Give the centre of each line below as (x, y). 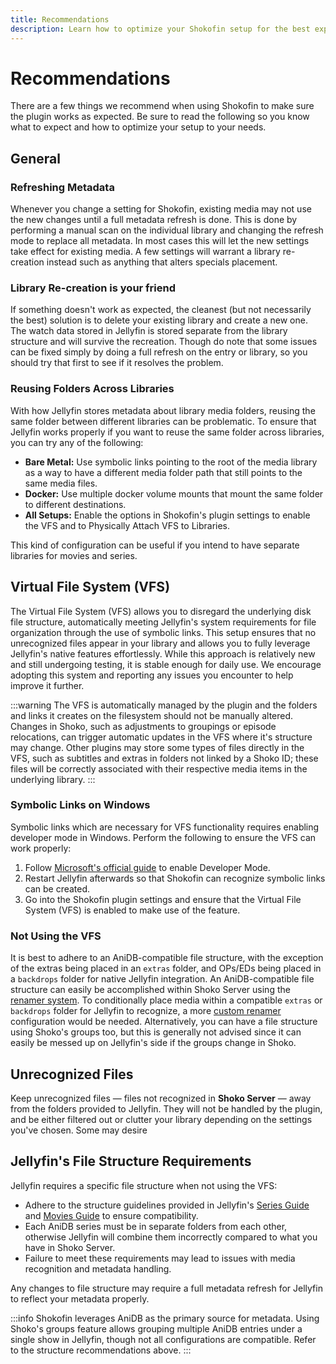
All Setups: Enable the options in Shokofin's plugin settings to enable (167, 515)
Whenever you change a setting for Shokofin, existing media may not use (161, 209)
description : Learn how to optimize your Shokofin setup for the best (160, 29)
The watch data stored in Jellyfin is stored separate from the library (149, 331)
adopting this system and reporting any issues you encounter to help (152, 675)
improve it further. (47, 685)
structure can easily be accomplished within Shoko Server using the (150, 990)
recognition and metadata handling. (98, 1268)
